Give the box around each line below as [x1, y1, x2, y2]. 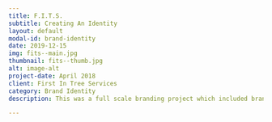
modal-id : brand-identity [8, 34, 96, 43]
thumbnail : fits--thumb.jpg [8, 57, 104, 65]
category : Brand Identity [8, 86, 96, 95]
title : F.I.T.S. [8, 11, 63, 20]
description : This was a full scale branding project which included [8, 95, 249, 103]
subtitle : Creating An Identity [8, 19, 117, 27]
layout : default [8, 27, 63, 35]
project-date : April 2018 [8, 72, 96, 80]
